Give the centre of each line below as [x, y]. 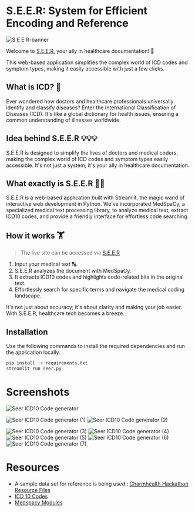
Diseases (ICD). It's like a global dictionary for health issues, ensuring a [93, 113]
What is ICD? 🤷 [34, 87]
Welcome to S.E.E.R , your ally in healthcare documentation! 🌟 [80, 51]
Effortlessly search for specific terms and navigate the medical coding [100, 290]
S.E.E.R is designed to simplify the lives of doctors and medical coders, [92, 153]
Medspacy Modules [38, 502]
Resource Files [33, 490]
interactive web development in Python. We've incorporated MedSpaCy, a [95, 204]
